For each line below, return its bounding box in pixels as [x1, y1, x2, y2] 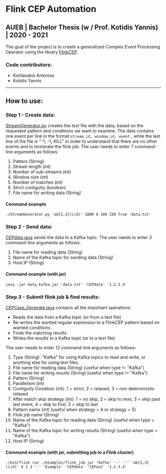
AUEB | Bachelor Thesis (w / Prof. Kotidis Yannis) [5, 23, 158, 32]
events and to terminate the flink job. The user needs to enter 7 [5, 143, 133, 149]
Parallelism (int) [12, 380, 45, 386]
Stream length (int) [12, 164, 51, 169]
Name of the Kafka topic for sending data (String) [12, 255, 113, 261]
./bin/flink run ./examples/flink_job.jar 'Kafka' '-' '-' [5, 460, 130, 465]
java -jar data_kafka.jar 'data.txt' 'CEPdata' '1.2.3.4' [5, 282, 127, 287]
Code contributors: [5, 61, 52, 68]
